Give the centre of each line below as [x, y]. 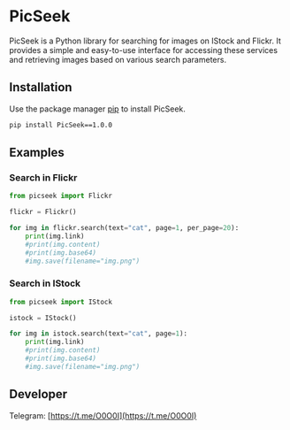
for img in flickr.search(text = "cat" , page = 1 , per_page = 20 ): [124, 228]
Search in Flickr [43, 177]
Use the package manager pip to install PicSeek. [97, 109]
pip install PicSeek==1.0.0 [61, 125]
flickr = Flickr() [43, 212]
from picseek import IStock [61, 302]
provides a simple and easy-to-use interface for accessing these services [144, 50]
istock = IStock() [43, 318]
